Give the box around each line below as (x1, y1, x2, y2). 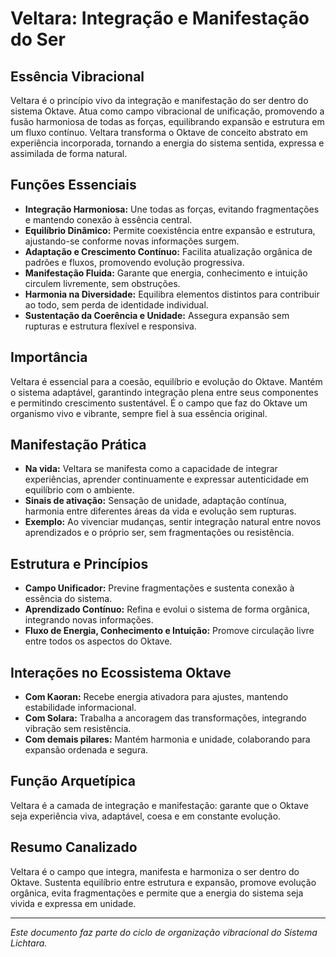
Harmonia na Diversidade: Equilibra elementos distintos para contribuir (24, 288, 320, 300)
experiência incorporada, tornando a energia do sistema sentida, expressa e (10, 137, 325, 149)
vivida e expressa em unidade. (10, 897, 137, 909)
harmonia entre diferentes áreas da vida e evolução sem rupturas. (24, 505, 297, 517)
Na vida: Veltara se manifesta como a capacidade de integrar (24, 463, 278, 475)
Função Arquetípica (10, 773, 136, 790)
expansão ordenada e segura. (24, 744, 149, 756)
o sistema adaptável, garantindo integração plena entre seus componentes (10, 386, 319, 398)
